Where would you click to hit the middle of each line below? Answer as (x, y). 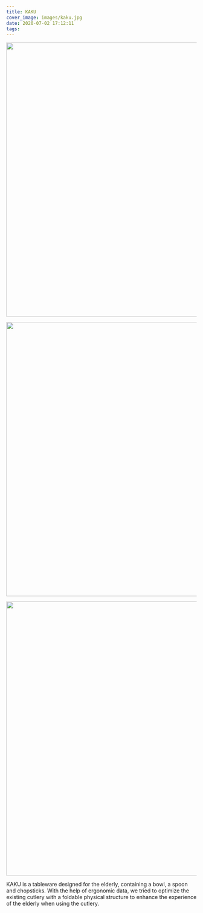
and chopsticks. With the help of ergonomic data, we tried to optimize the (98, 891)
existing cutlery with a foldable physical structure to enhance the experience (101, 897)
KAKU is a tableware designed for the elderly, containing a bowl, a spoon (97, 885)
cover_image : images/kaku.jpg (44, 18)
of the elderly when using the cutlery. (53, 904)
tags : (13, 29)
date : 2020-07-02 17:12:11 (40, 23)
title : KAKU (21, 12)
